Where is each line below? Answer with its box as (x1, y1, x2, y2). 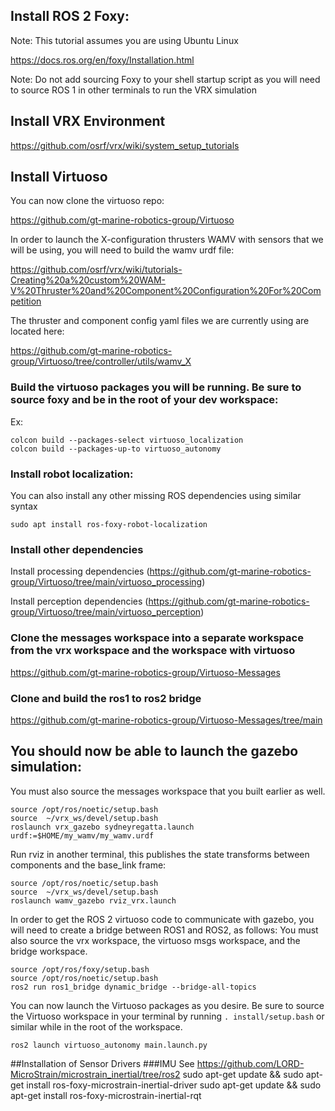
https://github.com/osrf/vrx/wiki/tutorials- (10, 264, 183, 276)
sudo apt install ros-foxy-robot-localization (10, 520, 208, 530)
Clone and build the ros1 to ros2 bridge (10, 691, 202, 705)
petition (10, 295, 42, 308)
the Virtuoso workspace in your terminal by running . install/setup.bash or (10, 1010, 325, 1022)
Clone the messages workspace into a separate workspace (10, 631, 304, 645)
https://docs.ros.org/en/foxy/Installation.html (10, 54, 195, 66)
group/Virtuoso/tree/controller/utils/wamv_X (10, 355, 192, 368)
